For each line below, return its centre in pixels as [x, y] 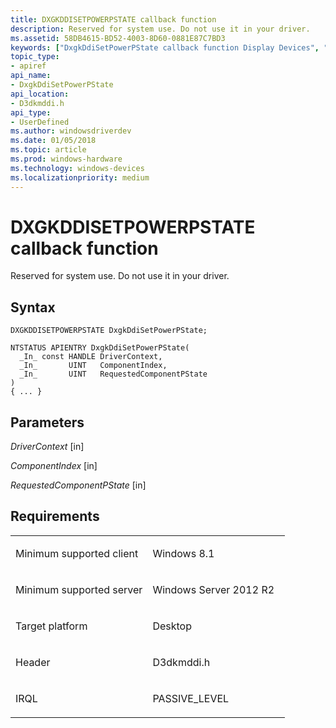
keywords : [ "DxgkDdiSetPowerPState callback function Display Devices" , [165, 47]
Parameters [47, 422]
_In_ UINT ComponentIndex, [93, 366]
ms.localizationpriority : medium [80, 177]
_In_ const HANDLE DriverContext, [91, 357]
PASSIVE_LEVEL [191, 698]
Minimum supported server [79, 589]
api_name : [31, 76]
